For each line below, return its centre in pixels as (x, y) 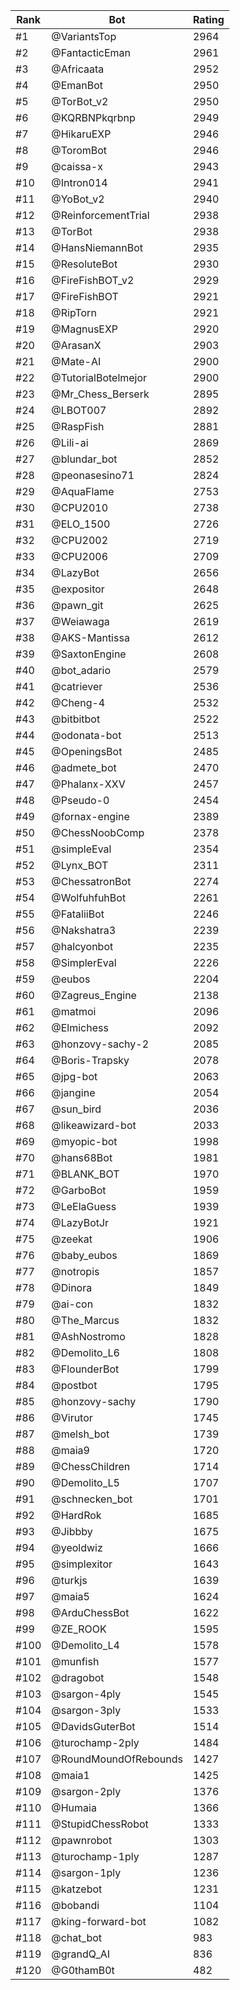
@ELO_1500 (81, 524)
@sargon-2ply (86, 1791)
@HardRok (76, 1515)
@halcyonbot (82, 946)
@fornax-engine (90, 816)
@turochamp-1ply (95, 1856)
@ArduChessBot (90, 1612)
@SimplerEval (84, 962)
